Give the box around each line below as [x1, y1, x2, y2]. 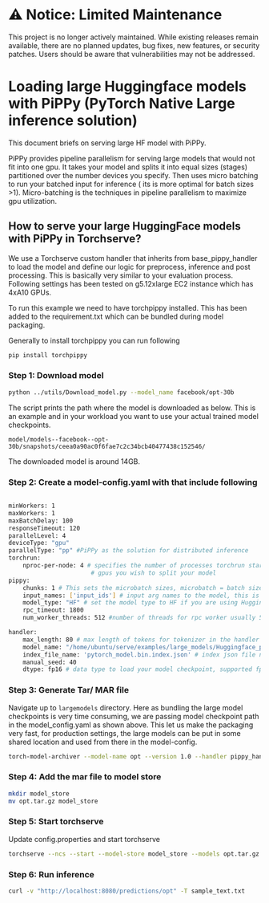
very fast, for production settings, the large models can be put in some [8, 728, 242, 738]
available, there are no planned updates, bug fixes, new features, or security [8, 40, 260, 50]
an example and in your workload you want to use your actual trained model [8, 411, 259, 421]
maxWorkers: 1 [8, 509, 56, 517]
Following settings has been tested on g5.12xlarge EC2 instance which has [8, 279, 254, 288]
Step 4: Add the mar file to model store [8, 771, 162, 783]
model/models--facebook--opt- [8, 435, 110, 443]
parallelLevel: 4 [8, 531, 66, 539]
